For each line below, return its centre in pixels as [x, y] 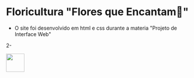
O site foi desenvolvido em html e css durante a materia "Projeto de [96, 28]
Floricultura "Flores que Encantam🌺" [97, 12]
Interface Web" [33, 34]
